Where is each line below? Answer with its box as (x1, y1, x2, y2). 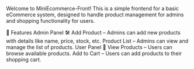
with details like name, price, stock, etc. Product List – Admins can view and (6, 37, 189, 44)
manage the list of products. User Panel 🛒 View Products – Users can (6, 44, 172, 50)
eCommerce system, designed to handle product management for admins (6, 11, 184, 18)
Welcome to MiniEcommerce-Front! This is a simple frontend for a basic (6, 5, 179, 12)
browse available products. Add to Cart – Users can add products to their (6, 50, 182, 57)
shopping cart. (6, 56, 41, 63)
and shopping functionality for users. (6, 18, 95, 24)
